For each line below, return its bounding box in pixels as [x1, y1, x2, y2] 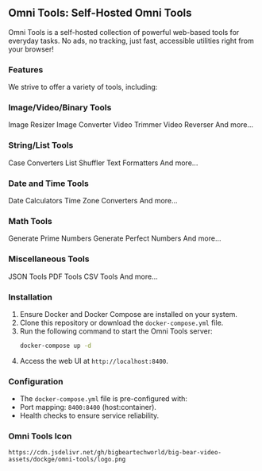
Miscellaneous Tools [8, 253, 90, 264]
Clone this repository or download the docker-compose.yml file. [19, 318, 224, 327]
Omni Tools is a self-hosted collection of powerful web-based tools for [8, 27, 240, 37]
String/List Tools [8, 140, 74, 151]
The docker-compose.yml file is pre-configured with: [19, 394, 188, 403]
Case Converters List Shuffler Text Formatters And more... [8, 158, 198, 168]
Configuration [8, 376, 64, 387]
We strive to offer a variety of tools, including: [8, 83, 158, 92]
